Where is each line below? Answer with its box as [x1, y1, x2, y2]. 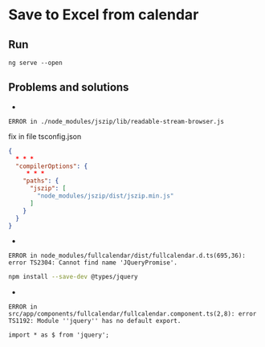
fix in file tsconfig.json [8, 131, 82, 141]
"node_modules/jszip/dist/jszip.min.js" [37, 192, 174, 200]
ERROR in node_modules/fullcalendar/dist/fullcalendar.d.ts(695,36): [8, 251, 247, 260]
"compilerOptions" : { [15, 162, 88, 170]
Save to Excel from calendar [8, 6, 199, 24]
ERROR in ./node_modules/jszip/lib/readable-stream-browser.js [8, 117, 225, 125]
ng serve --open [8, 59, 63, 67]
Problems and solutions [8, 80, 129, 94]
